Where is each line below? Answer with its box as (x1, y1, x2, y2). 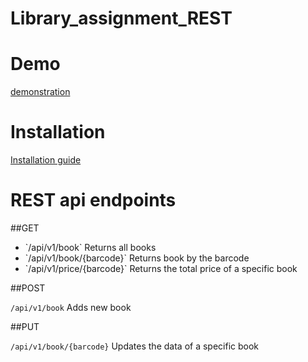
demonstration (10, 86, 71, 98)
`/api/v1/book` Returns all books (24, 242, 157, 253)
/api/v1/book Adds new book (10, 302, 132, 313)
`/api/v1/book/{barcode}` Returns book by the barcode (24, 252, 250, 264)
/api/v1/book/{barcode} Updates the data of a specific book (10, 340, 260, 352)
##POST (10, 282, 46, 294)
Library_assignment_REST (10, 7, 233, 30)
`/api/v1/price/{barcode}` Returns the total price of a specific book (24, 263, 298, 274)
